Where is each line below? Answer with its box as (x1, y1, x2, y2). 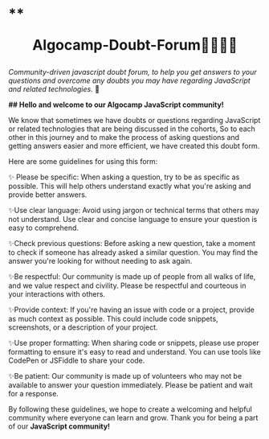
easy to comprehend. (8, 223, 79, 233)
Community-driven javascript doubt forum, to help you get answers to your (8, 68, 257, 77)
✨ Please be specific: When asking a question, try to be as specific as (8, 172, 240, 182)
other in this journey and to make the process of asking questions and (8, 133, 239, 142)
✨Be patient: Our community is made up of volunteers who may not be (8, 371, 243, 381)
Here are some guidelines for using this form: (8, 157, 158, 166)
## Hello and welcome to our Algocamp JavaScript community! (8, 100, 225, 109)
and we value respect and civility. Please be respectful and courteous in (8, 281, 247, 290)
